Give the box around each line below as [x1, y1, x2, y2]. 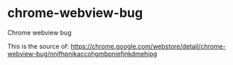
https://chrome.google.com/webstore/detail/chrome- [70, 42, 226, 50]
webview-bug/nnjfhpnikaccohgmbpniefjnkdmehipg [7, 49, 158, 58]
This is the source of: [7, 42, 70, 50]
